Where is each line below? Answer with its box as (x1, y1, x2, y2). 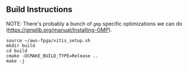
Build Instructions (6, 5, 73, 15)
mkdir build (6, 43, 35, 48)
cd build (6, 48, 28, 54)
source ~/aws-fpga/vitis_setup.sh (6, 37, 91, 43)
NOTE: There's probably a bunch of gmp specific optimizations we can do (6, 20, 183, 27)
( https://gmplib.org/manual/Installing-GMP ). (6, 26, 113, 33)
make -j (6, 58, 25, 64)
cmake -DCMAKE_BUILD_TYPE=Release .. (6, 52, 99, 59)
